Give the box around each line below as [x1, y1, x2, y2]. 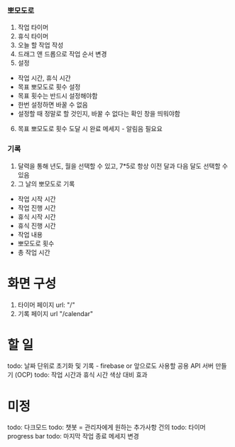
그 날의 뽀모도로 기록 [17, 179, 75, 188]
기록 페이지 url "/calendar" [17, 309, 94, 317]
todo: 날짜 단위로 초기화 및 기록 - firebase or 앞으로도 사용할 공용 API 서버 [7, 362, 214, 370]
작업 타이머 [17, 23, 49, 32]
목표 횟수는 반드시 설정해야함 [17, 92, 98, 100]
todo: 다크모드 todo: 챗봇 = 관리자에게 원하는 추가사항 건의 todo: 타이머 [7, 423, 206, 431]
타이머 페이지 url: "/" [17, 300, 76, 309]
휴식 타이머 [17, 32, 49, 41]
